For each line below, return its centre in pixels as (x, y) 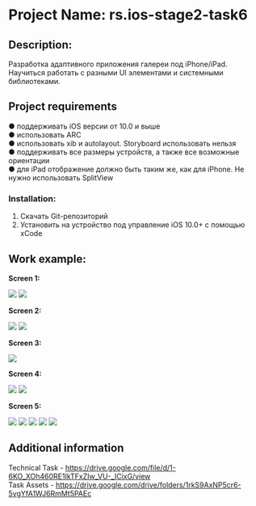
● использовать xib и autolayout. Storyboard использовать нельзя (122, 143)
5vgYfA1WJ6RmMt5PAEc (50, 493)
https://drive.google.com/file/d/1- (120, 467)
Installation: (32, 198)
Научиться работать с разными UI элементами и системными (116, 73)
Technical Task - (36, 467)
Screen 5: (25, 406)
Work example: (47, 259)
